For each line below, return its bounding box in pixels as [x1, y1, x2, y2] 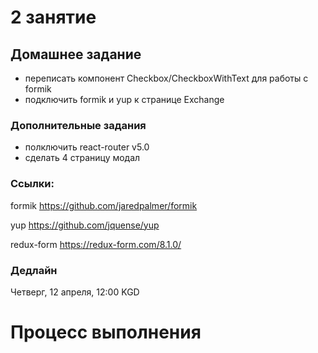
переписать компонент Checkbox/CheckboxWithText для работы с [24, 72, 309, 84]
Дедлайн [10, 263, 58, 277]
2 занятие [10, 6, 97, 29]
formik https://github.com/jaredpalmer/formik [10, 199, 198, 211]
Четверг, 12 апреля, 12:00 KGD [10, 286, 140, 298]
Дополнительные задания [10, 118, 147, 132]
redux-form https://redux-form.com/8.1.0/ [10, 238, 182, 250]
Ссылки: [10, 177, 55, 191]
